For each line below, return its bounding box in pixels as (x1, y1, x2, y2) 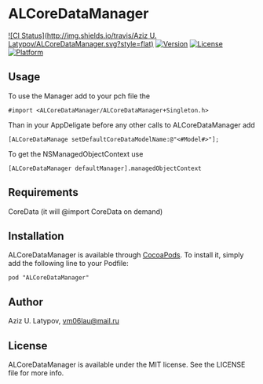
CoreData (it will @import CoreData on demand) (8, 206, 163, 216)
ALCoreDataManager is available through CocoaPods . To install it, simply (8, 250, 244, 260)
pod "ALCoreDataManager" (8, 274, 89, 282)
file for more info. (8, 368, 64, 378)
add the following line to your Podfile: (8, 259, 130, 268)
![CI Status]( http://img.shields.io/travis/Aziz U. (8, 31, 157, 40)
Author (8, 295, 43, 308)
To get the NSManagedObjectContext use (8, 149, 144, 158)
